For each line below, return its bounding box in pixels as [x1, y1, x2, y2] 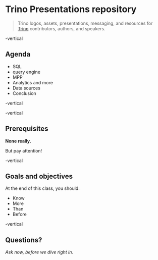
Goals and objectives [5, 172, 73, 180]
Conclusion [12, 90, 36, 96]
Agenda [5, 50, 31, 59]
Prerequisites [5, 125, 48, 133]
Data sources [12, 85, 40, 91]
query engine [12, 69, 40, 75]
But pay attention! [5, 147, 42, 153]
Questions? [5, 236, 42, 244]
